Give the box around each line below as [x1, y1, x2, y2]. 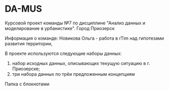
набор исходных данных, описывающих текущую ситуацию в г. [12, 60, 150, 66]
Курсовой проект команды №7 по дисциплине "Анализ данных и [5, 20, 146, 26]
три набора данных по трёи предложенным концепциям [12, 71, 135, 77]
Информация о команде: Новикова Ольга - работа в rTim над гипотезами [5, 35, 164, 41]
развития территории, [5, 40, 53, 46]
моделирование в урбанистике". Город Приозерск [5, 25, 115, 31]
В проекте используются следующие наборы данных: [5, 50, 122, 56]
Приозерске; [12, 66, 40, 72]
